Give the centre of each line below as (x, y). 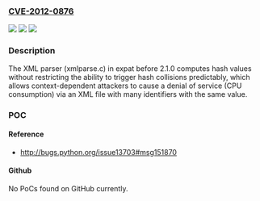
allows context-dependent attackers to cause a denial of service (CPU (125, 86)
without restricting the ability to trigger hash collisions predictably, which (129, 77)
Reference (26, 134)
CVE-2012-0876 (41, 11)
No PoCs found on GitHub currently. (68, 188)
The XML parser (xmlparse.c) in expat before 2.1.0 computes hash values (130, 68)
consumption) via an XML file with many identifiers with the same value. (128, 94)
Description (32, 51)
